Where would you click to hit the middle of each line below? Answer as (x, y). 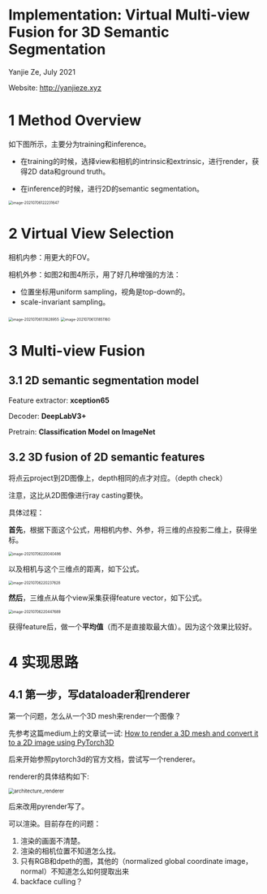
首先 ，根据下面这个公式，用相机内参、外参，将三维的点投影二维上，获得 (129, 529)
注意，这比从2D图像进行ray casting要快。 (78, 495)
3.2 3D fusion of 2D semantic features (107, 458)
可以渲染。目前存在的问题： (55, 823)
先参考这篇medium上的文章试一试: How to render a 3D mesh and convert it (133, 733)
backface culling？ (52, 881)
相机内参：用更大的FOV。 (52, 257)
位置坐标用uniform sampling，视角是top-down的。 (105, 292)
